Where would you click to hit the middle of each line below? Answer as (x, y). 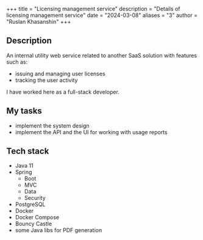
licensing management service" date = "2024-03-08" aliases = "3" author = (102, 15)
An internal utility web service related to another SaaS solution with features (101, 55)
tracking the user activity (46, 80)
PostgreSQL (30, 204)
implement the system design (52, 125)
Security (35, 198)
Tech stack (28, 151)
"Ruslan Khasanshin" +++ (39, 22)
